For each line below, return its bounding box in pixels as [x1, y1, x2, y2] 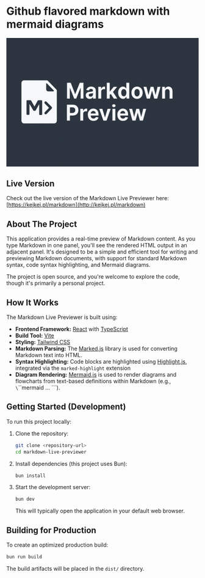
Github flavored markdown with [6, 4, 170, 18]
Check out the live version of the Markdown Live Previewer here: [6, 195, 169, 202]
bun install [15, 473, 46, 479]
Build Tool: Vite [15, 332, 54, 339]
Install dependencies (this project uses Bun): [15, 460, 128, 467]
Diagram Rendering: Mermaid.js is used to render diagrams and [15, 371, 177, 378]
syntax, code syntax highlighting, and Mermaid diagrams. [6, 261, 151, 269]
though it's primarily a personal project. [6, 280, 106, 287]
